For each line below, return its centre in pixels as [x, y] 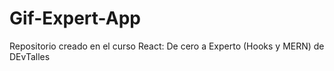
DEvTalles [30, 56]
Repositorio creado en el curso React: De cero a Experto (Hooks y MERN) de [167, 46]
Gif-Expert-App [75, 18]
